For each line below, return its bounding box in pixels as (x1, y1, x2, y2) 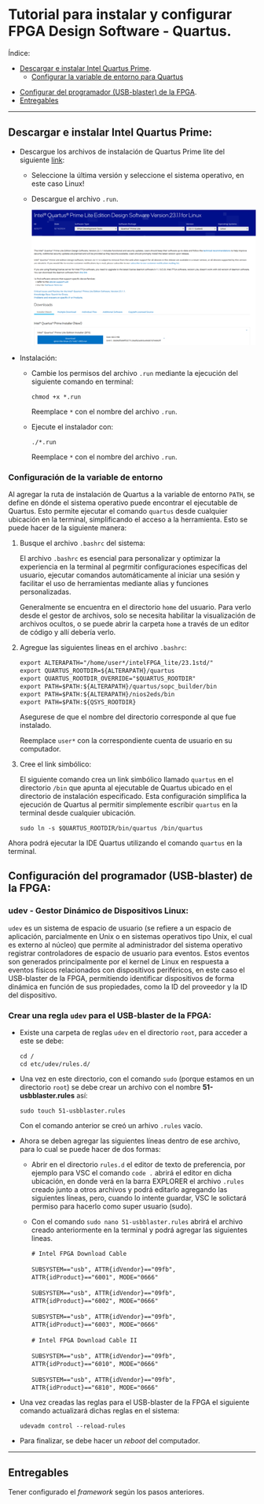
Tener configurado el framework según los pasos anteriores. (8, 1487, 205, 1496)
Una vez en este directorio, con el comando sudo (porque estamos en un (19, 1074, 255, 1084)
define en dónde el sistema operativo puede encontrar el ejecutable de (8, 498, 238, 507)
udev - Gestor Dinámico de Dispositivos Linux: (8, 905, 189, 916)
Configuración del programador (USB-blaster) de (8, 869, 253, 883)
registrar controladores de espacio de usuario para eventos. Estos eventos (8, 948, 250, 958)
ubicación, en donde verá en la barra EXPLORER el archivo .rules (31, 1176, 245, 1186)
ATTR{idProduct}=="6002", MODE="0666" (31, 1298, 159, 1305)
